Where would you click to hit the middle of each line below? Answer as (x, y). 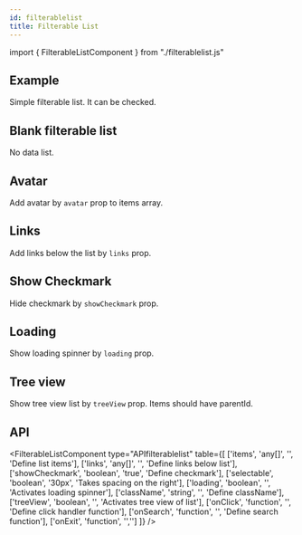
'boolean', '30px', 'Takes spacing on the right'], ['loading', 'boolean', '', (140, 482)
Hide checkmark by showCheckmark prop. (84, 303)
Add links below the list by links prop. (80, 253)
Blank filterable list (63, 131)
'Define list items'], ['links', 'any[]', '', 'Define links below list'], (123, 463)
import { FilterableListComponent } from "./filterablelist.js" (117, 52)
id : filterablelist (46, 18)
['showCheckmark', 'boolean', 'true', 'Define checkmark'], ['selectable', (142, 473)
